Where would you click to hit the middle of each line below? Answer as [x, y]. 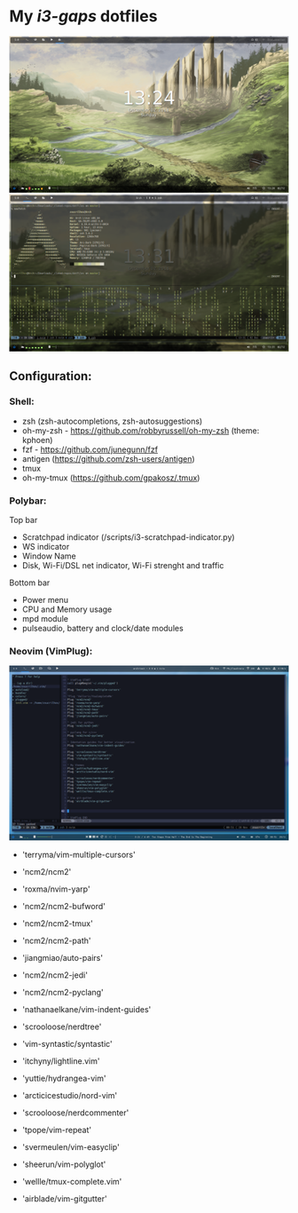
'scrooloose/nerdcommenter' [75, 1113]
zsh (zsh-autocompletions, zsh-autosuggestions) [112, 421]
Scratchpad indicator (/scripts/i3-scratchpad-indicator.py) [128, 537]
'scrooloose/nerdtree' [62, 1027]
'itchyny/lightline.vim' [61, 1061]
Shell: [22, 401]
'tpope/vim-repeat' [56, 1130]
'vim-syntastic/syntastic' [67, 1044]
